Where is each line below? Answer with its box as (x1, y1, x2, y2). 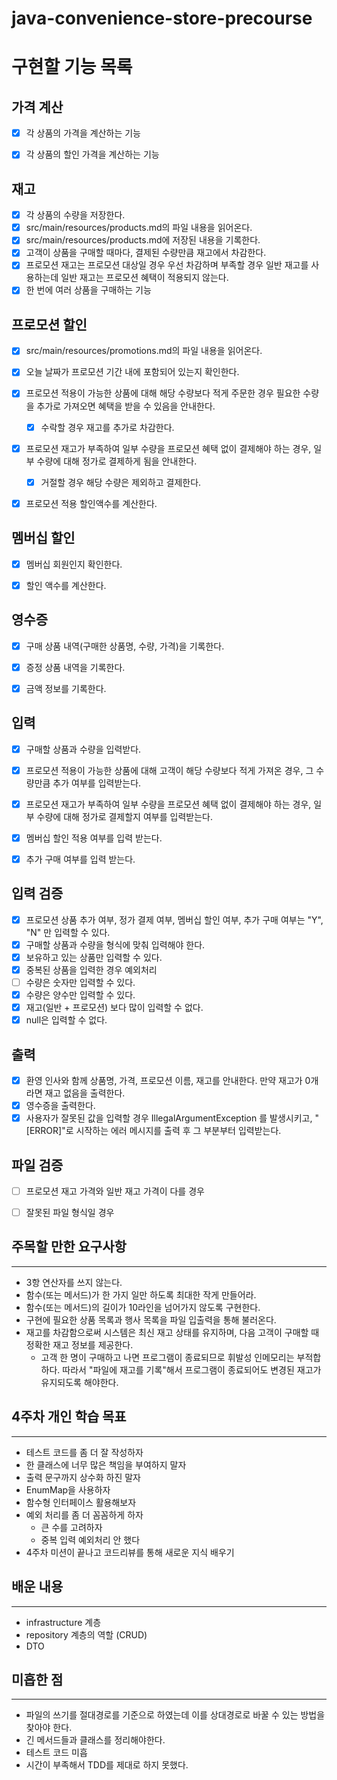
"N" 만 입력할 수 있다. (25, 926, 111, 938)
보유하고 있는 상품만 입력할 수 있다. (25, 951, 163, 963)
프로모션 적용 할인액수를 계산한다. (25, 497, 158, 509)
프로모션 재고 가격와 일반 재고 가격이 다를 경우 (25, 1185, 205, 1197)
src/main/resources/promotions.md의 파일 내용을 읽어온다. (25, 345, 263, 357)
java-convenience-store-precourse (11, 7, 313, 30)
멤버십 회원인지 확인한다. (25, 558, 123, 570)
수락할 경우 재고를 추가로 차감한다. (40, 421, 175, 433)
